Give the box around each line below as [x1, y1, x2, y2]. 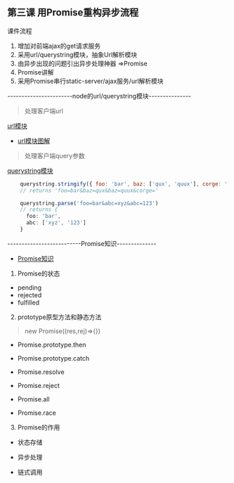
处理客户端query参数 [24, 151, 86, 160]
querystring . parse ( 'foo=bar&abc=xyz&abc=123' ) [20, 200, 159, 207]
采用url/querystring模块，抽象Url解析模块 [17, 50, 138, 58]
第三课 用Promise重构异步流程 [7, 6, 139, 19]
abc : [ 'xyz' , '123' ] [25, 219, 86, 226]
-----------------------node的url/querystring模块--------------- [7, 91, 192, 100]
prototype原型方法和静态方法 [17, 312, 102, 321]
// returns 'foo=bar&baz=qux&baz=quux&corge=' [20, 187, 159, 194]
